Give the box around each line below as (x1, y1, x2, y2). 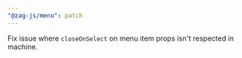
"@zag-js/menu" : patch (7, 11, 83, 20)
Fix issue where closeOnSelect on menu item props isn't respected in (7, 33, 235, 43)
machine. (7, 41, 38, 52)
